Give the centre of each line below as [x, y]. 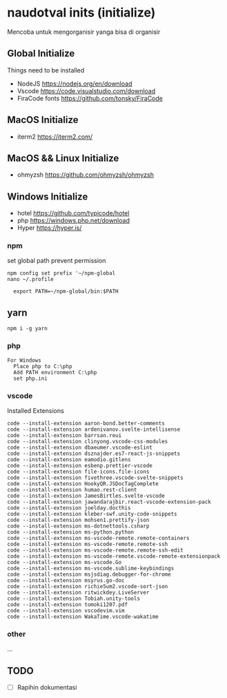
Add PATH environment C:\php [55, 372]
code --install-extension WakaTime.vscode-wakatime [83, 617]
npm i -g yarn [28, 329]
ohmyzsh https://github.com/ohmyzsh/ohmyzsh [85, 175]
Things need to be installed [46, 70]
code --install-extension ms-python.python [71, 532]
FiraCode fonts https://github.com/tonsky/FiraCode [90, 98]
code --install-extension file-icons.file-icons [78, 472]
